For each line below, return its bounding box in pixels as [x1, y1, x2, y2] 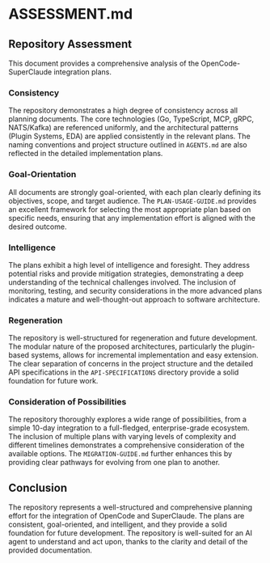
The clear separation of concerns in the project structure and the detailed [8, 359, 253, 369]
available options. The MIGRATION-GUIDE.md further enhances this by [8, 449, 233, 459]
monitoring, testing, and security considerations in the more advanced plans [8, 286, 263, 295]
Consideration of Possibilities [8, 396, 127, 408]
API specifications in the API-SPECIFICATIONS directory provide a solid [8, 367, 239, 377]
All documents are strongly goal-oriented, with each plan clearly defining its [8, 187, 261, 197]
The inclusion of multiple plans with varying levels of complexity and [8, 432, 237, 442]
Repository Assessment [8, 37, 132, 51]
